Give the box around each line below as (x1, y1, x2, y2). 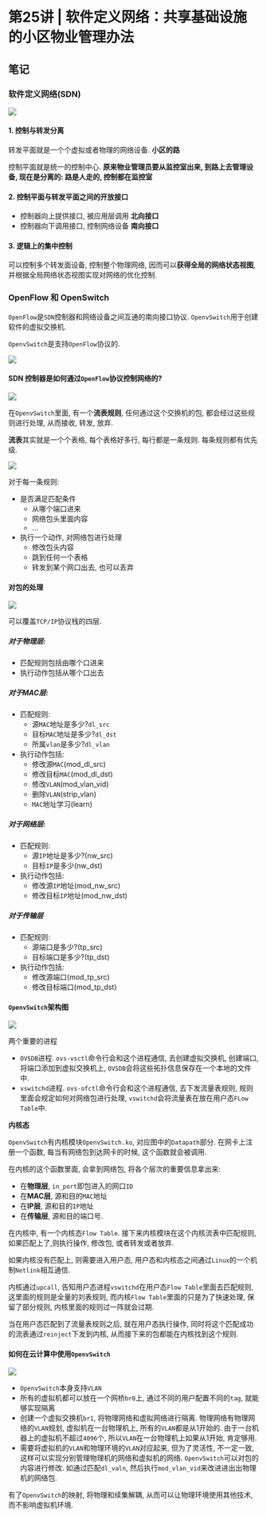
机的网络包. (19, 1473, 57, 1483)
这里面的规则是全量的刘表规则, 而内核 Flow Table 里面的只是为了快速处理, (8, 1292, 245, 1302)
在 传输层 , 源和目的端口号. (19, 1212, 104, 1221)
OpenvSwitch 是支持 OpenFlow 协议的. (8, 338, 121, 349)
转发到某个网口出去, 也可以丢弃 (31, 562, 134, 572)
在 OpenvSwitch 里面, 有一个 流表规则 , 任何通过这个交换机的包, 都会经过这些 (8, 408, 249, 417)
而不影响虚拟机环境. (8, 1500, 74, 1510)
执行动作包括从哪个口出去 (19, 668, 104, 677)
